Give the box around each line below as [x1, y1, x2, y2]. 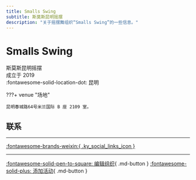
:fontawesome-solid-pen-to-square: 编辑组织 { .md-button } [6, 160, 149, 167]
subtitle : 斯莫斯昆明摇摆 [6, 14, 63, 20]
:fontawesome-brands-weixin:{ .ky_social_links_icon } [6, 143, 135, 150]
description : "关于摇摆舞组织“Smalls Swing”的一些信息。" [6, 19, 139, 25]
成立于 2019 [6, 72, 35, 79]
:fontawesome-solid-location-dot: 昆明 [6, 79, 99, 86]
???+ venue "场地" [6, 91, 51, 98]
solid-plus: [6, 167, 32, 175]
